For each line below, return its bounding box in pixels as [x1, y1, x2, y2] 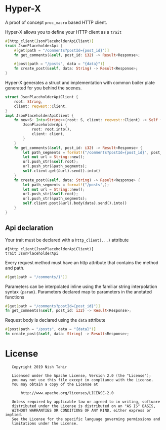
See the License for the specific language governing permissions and [11, 417, 161, 422]
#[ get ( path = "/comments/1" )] [5, 274, 68, 280]
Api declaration [5, 224, 53, 232]
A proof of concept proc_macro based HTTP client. [5, 19, 107, 25]
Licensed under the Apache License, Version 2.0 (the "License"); [11, 373, 152, 378]
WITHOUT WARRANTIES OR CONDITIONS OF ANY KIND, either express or [11, 408, 152, 413]
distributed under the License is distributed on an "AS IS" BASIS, [11, 403, 156, 409]
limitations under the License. [11, 421, 79, 426]
